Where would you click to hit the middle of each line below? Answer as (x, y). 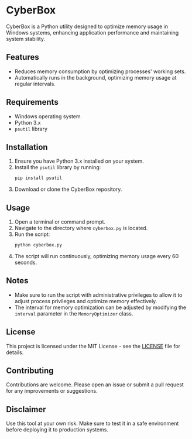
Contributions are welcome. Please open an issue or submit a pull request (95, 385)
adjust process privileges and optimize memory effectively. (86, 301)
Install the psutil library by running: (58, 167)
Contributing (30, 370)
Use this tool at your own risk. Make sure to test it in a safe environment (92, 423)
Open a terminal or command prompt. (60, 222)
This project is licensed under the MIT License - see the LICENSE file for (93, 346)
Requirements (32, 102)
